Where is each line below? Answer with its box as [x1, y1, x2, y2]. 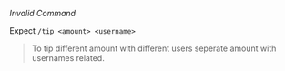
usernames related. [31, 53, 105, 63]
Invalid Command [9, 8, 76, 18]
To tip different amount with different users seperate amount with [31, 43, 277, 54]
